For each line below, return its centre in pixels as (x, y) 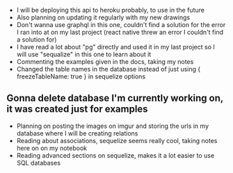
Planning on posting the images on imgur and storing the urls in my (113, 126)
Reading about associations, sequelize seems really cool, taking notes (117, 140)
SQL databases (38, 163)
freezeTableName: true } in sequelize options (81, 76)
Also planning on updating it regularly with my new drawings (103, 17)
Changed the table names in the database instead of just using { (109, 69)
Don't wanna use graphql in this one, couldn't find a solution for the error (121, 25)
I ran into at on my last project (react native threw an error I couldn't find (120, 32)
